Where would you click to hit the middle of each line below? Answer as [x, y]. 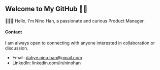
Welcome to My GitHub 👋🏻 [46, 9]
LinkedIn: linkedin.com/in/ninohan [47, 63]
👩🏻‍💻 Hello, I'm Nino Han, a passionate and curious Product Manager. [75, 21]
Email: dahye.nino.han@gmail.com [47, 58]
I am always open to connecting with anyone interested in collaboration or [80, 43]
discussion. [17, 48]
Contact [14, 32]
